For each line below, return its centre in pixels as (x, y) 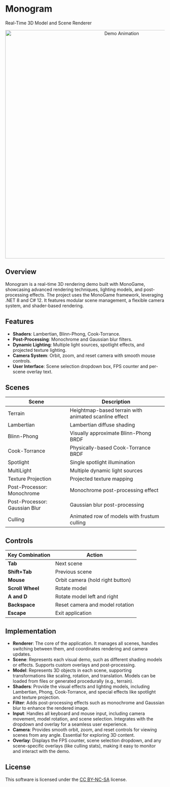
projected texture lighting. (39, 350)
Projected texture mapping (101, 479)
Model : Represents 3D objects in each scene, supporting (72, 670)
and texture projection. (36, 697)
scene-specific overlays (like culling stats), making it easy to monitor (84, 746)
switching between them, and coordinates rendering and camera (80, 649)
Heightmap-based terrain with (106, 410)
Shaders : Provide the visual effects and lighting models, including (81, 686)
